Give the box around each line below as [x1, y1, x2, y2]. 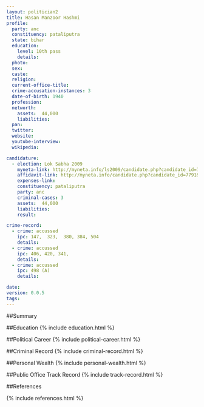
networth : [12, 104, 36, 111]
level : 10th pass [17, 49, 61, 55]
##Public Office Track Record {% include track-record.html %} [6, 371, 163, 378]
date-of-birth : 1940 [12, 93, 64, 99]
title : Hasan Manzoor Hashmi [6, 15, 80, 21]
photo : [12, 59, 29, 66]
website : [12, 133, 34, 140]
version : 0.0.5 [6, 290, 45, 296]
